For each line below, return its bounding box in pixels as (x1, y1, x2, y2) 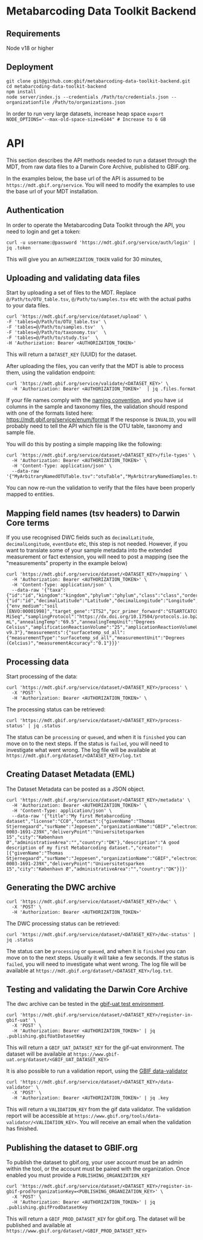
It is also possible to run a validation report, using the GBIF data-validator (6, 1067, 188, 1074)
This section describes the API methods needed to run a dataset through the (6, 156, 197, 164)
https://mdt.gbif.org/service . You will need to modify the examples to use (6, 181, 195, 189)
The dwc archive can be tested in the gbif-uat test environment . (6, 1000, 165, 1008)
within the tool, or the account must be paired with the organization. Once (6, 1165, 190, 1173)
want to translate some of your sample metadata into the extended (6, 547, 172, 554)
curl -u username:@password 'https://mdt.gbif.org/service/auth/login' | (6, 240, 196, 246)
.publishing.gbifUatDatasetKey (6, 1033, 85, 1039)
